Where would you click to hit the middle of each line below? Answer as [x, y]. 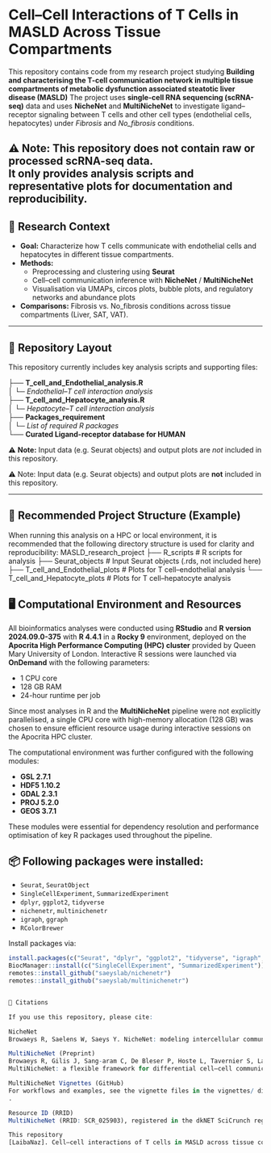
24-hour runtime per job [60, 695]
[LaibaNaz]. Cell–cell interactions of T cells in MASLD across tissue [131, 1142]
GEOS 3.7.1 [38, 810]
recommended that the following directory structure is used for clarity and [131, 544]
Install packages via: [42, 944]
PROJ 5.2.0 [39, 802]
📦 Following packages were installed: [106, 861]
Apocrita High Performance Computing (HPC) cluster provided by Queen [132, 645]
